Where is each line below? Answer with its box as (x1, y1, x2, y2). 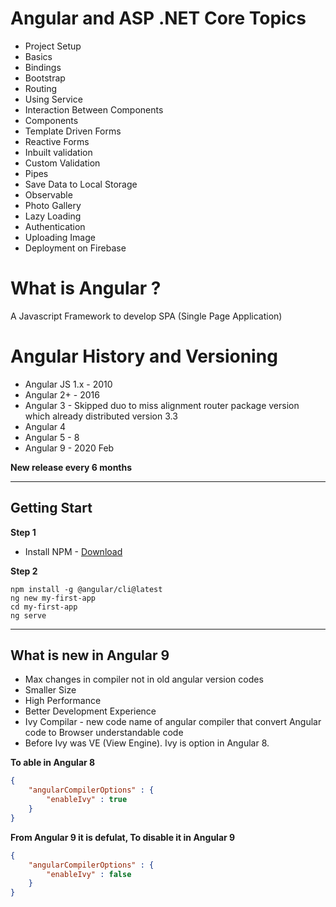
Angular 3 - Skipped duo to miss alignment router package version (24, 399, 300, 411)
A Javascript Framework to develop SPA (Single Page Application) (10, 310, 283, 322)
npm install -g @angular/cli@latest (10, 584, 163, 594)
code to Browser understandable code (24, 727, 184, 739)
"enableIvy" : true (46, 795, 128, 805)
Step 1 (10, 526, 37, 538)
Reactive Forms (24, 135, 90, 147)
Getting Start (10, 500, 93, 517)
